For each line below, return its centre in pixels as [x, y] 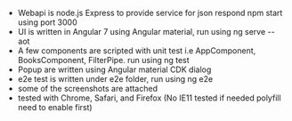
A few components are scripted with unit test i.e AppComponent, [137, 51]
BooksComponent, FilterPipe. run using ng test [103, 60]
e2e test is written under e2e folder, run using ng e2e [115, 79]
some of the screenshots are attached [88, 89]
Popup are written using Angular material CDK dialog [114, 69]
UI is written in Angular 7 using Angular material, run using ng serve [142, 32]
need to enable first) [55, 107]
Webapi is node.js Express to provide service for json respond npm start [150, 13]
